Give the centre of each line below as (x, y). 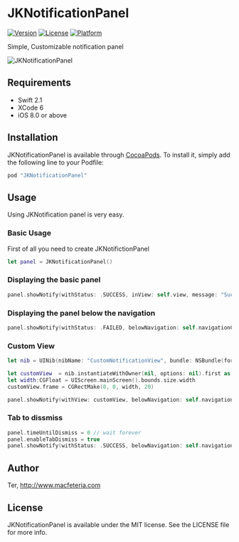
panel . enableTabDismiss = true (54, 439)
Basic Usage (30, 233)
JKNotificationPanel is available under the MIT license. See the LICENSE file (118, 524)
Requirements (39, 83)
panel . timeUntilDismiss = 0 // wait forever (74, 432)
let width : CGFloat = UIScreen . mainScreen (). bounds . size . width (101, 380)
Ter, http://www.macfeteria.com (54, 485)
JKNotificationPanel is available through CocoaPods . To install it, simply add (119, 155)
